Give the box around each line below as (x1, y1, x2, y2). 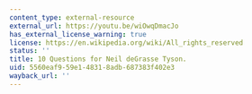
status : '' (9, 47, 50, 56)
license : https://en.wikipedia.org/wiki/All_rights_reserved (9, 38, 244, 47)
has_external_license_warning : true (9, 30, 147, 38)
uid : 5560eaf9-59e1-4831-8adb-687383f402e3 (9, 64, 175, 73)
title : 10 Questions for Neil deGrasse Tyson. (9, 55, 187, 64)
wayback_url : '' (9, 72, 70, 81)
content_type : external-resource (9, 13, 135, 22)
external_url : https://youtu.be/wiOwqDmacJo (9, 21, 179, 30)
